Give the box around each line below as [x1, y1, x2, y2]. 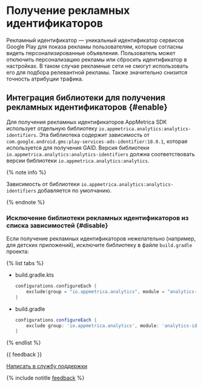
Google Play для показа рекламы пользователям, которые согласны [6, 43, 184, 50]
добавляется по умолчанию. [37, 187, 112, 194]
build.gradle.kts [15, 271, 55, 279]
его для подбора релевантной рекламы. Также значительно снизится [6, 68, 188, 76]
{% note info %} [6, 168, 47, 176]
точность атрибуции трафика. [6, 75, 84, 82]
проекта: [6, 248, 29, 255]
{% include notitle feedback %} [6, 374, 85, 382]
